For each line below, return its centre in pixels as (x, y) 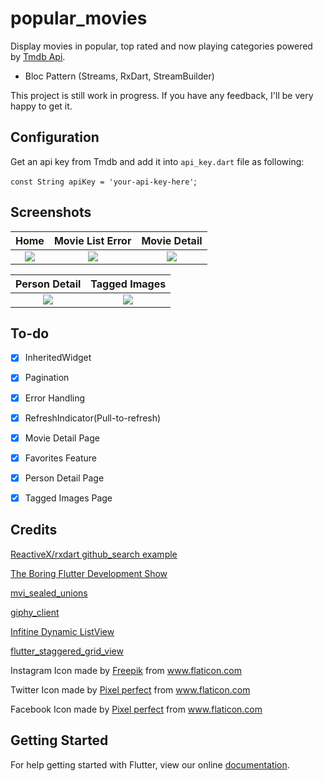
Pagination (47, 378)
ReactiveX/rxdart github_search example (94, 554)
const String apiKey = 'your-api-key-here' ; (103, 181)
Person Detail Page (64, 478)
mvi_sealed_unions (49, 593)
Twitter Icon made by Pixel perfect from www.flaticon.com (130, 689)
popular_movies (79, 18)
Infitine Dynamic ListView (62, 631)
